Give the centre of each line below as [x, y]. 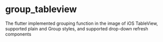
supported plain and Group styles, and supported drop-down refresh [77, 28]
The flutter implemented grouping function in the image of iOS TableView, [82, 23]
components [18, 34]
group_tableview [41, 9]
